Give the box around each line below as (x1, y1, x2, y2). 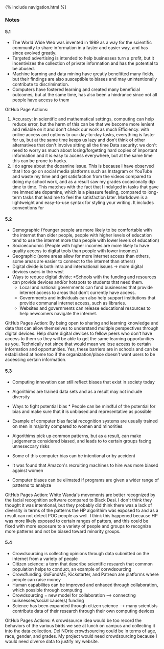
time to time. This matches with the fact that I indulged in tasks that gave (12, 184, 159, 190)
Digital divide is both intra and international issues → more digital (12, 264, 143, 269)
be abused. (12, 66, 35, 72)
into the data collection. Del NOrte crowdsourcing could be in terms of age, (5, 628, 157, 634)
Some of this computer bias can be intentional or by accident (12, 452, 136, 459)
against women (12, 467, 43, 473)
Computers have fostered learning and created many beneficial (12, 87, 141, 92)
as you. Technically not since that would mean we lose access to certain (5, 341, 151, 347)
